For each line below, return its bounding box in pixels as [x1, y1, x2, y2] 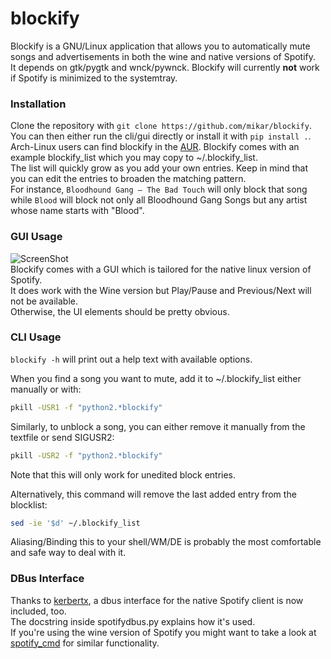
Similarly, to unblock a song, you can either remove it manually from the [10, 420, 306, 432]
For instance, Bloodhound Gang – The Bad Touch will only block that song [10, 183, 308, 196]
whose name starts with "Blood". [10, 205, 145, 217]
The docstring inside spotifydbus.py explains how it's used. [10, 615, 256, 627]
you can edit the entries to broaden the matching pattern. [10, 173, 247, 185]
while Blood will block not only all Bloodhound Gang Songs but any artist [10, 194, 308, 206]
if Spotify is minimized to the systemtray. [10, 72, 178, 84]
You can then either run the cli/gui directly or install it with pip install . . [10, 130, 312, 142]
